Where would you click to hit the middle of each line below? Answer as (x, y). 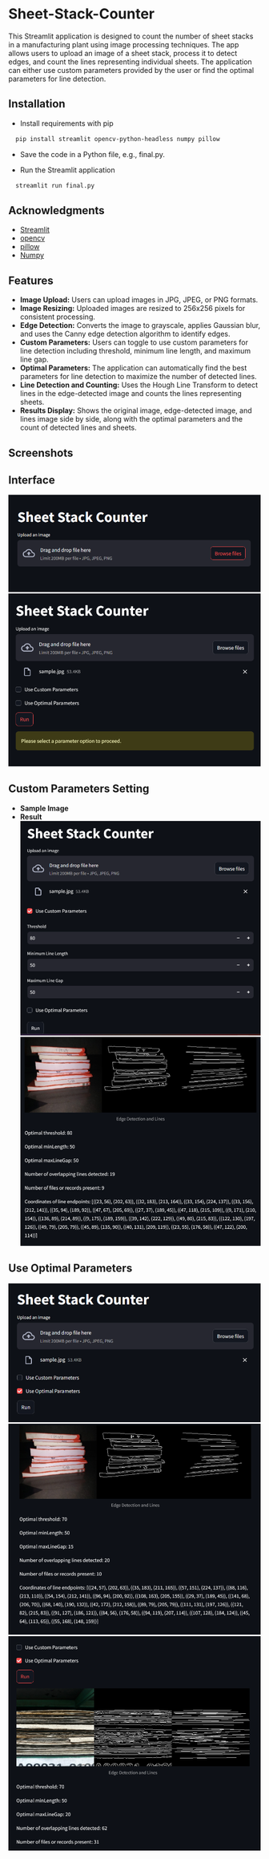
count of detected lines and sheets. (78, 428)
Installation (37, 104)
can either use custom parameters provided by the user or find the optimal (131, 70)
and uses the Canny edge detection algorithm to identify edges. (125, 334)
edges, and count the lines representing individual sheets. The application (130, 62)
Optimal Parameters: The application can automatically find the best (133, 368)
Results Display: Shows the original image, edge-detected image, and (136, 410)
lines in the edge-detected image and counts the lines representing (130, 394)
